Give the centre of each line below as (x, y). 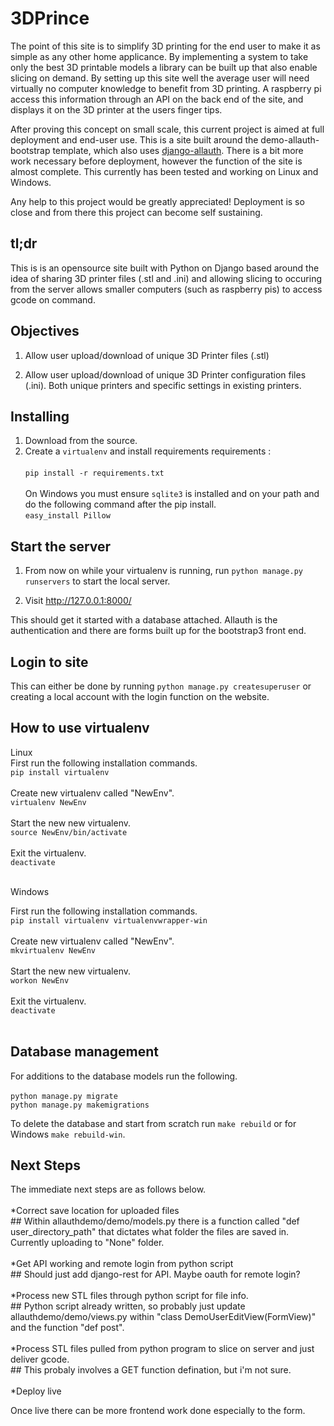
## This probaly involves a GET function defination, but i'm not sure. (151, 1370)
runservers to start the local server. (97, 581)
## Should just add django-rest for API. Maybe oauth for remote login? (155, 1274)
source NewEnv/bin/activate (69, 832)
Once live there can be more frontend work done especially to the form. (158, 1411)
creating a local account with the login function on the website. (140, 696)
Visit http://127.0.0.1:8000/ (78, 601)
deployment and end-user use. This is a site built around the (134, 139)
